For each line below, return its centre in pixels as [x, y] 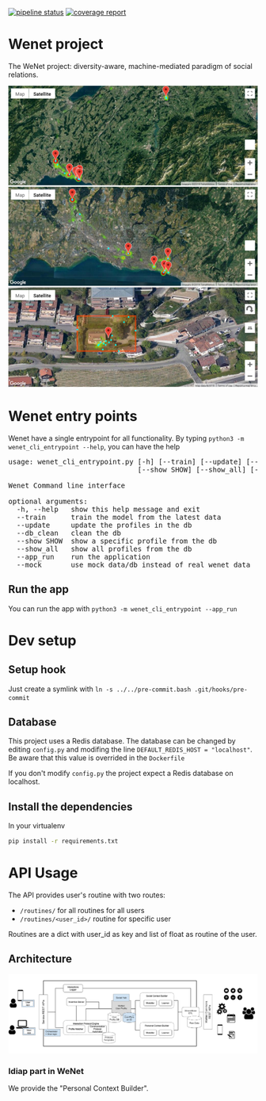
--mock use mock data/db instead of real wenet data [133, 564]
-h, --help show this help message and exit [108, 509]
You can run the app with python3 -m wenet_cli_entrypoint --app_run [123, 608]
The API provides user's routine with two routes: [87, 895]
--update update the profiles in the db [104, 525]
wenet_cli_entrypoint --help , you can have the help [94, 446]
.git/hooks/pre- [221, 690]
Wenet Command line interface [67, 485]
